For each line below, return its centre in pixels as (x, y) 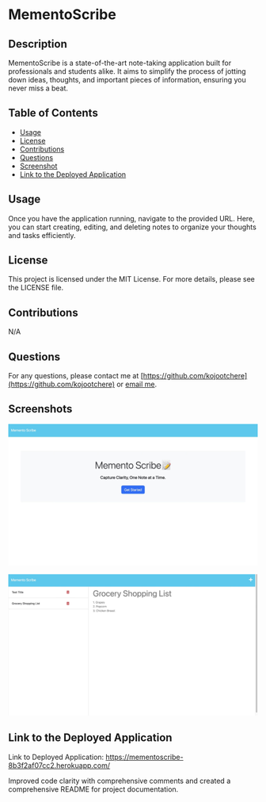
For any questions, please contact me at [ (76, 376)
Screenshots (40, 409)
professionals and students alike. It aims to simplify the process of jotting (127, 71)
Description (38, 44)
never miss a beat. (38, 88)
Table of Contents (53, 113)
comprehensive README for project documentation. (93, 789)
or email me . (137, 384)
